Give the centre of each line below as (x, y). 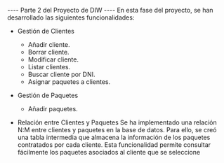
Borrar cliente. (48, 52)
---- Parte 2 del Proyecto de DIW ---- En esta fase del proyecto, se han (110, 10)
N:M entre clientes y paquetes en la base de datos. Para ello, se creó (117, 130)
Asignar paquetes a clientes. (69, 82)
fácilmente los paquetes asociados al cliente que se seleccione (109, 152)
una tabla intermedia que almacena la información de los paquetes (114, 137)
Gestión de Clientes (46, 31)
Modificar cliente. (53, 59)
